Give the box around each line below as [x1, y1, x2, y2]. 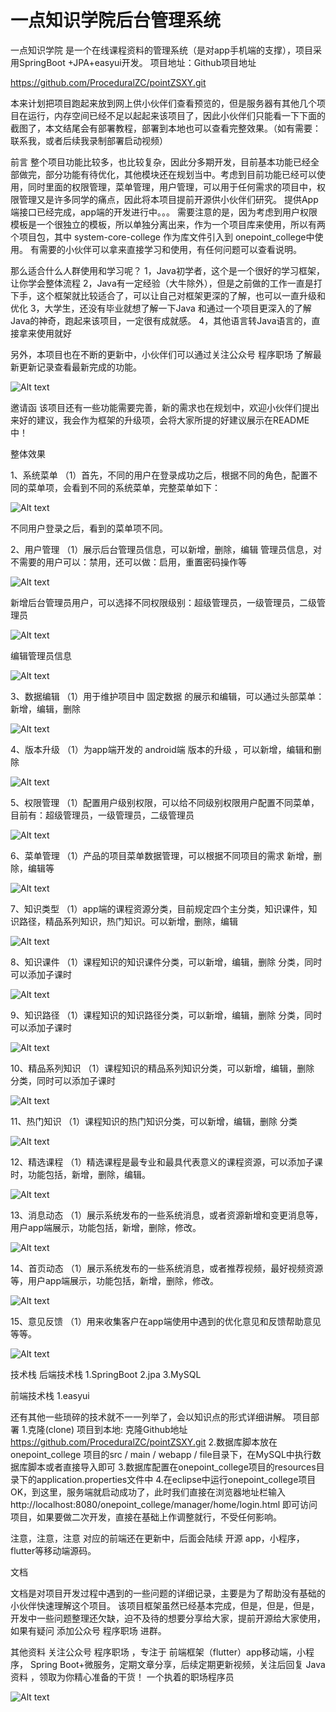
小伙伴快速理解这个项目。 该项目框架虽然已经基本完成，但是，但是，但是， [10, 1599, 320, 1611]
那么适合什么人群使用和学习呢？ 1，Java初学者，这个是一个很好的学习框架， [10, 264, 325, 276]
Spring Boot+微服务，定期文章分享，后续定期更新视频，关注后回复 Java [29, 1658, 326, 1670]
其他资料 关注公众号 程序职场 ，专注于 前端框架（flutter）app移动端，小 [10, 1646, 307, 1658]
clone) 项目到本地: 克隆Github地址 [48, 1423, 188, 1435]
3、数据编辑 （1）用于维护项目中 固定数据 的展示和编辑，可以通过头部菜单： [10, 690, 325, 702]
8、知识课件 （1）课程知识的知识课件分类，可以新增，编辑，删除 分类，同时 [10, 956, 323, 968]
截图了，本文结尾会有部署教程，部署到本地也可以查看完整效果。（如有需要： [10, 122, 322, 134]
